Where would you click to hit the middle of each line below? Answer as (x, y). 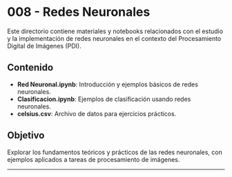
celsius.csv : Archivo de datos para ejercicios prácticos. (97, 113)
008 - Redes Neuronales (79, 12)
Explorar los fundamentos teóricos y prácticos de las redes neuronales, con (115, 152)
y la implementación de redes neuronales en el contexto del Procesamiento (114, 38)
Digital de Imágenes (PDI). (44, 46)
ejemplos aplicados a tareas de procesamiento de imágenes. (94, 159)
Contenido (30, 67)
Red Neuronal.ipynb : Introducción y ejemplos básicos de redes (108, 84)
